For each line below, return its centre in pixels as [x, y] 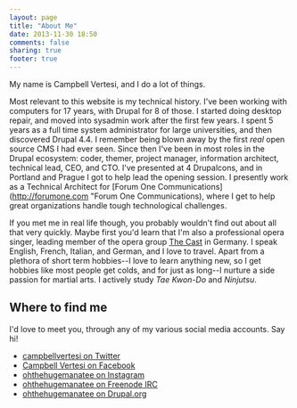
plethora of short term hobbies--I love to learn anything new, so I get [135, 261]
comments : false [39, 42]
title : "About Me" [43, 26]
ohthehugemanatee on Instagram [83, 374]
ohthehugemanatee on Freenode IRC [90, 384]
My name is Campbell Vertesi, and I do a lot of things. [107, 84]
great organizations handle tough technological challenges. [118, 205]
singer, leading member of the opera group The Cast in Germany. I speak [144, 242]
